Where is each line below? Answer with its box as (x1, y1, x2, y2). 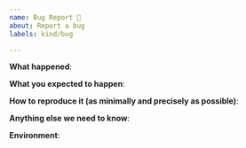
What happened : (9, 61, 73, 72)
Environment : (9, 130, 60, 141)
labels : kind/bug (9, 29, 74, 38)
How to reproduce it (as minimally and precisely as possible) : (9, 96, 239, 106)
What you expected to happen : (9, 79, 126, 90)
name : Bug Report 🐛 (9, 12, 82, 22)
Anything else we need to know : (9, 113, 131, 124)
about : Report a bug (9, 21, 86, 30)
